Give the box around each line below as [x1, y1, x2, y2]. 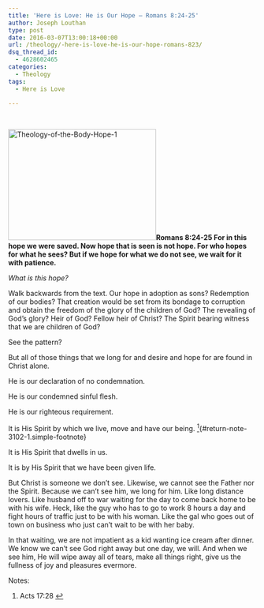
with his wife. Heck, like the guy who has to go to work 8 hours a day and [8, 503, 246, 513]
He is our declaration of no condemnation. [8, 377, 146, 386]
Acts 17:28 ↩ [19, 591, 64, 601]
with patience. [8, 258, 57, 268]
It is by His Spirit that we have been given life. [8, 463, 156, 472]
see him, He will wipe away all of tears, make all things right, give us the [8, 552, 242, 561]
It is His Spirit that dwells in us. [8, 448, 108, 457]
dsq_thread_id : [8, 48, 58, 56]
